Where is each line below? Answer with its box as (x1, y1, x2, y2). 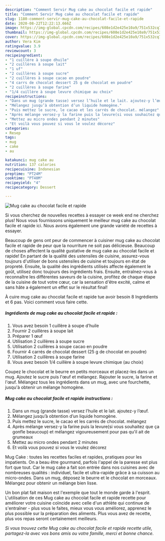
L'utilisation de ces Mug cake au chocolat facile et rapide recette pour (5, 494, 146, 501)
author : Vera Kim (5, 39, 41, 44)
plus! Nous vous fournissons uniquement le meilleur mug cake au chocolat (5, 217, 156, 223)
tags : (5, 135, 16, 140)
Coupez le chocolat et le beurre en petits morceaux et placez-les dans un (5, 369, 154, 375)
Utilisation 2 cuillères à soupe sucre (12, 338, 84, 344)
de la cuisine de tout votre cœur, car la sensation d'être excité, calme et (5, 279, 150, 285)
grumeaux (12, 434, 33, 440)
